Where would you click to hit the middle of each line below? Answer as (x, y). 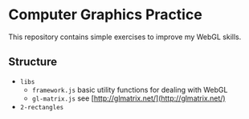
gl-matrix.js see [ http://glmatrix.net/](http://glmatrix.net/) (129, 98)
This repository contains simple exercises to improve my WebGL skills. (125, 37)
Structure (33, 62)
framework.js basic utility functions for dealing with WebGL (130, 89)
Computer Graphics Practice (105, 15)
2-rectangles (42, 107)
